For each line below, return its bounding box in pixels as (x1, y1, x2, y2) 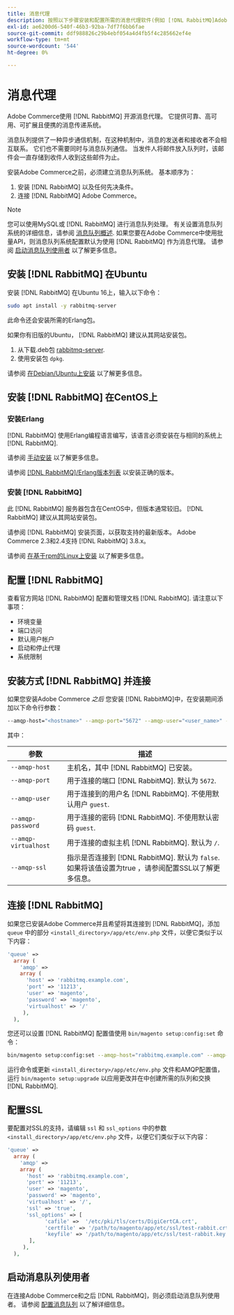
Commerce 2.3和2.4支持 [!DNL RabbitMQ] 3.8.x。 (7, 537, 150, 545)
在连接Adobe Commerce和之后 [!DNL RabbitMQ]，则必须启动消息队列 (7, 1291, 208, 1300)
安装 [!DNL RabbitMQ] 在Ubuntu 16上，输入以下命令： (7, 288, 162, 297)
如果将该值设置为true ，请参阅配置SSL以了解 (66, 863, 214, 873)
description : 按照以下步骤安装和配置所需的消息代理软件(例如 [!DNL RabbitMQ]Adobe (7, 17, 231, 24)
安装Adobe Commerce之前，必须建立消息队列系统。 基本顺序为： (7, 168, 196, 176)
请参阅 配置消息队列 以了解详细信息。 (20, 1300, 129, 1308)
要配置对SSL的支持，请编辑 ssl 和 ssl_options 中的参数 (7, 1124, 167, 1132)
